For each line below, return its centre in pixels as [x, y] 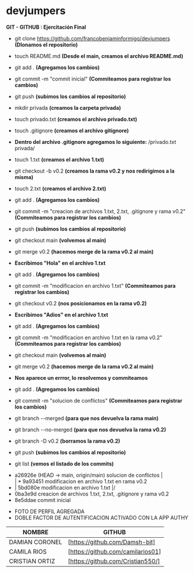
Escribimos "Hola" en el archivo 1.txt [60, 263]
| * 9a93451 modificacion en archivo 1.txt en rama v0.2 [81, 481]
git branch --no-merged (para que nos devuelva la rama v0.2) [90, 429]
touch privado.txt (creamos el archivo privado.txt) [76, 119]
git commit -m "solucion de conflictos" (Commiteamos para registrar [98, 400]
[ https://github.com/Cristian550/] [114, 561]
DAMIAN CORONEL [36, 542]
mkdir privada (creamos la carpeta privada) [68, 107]
